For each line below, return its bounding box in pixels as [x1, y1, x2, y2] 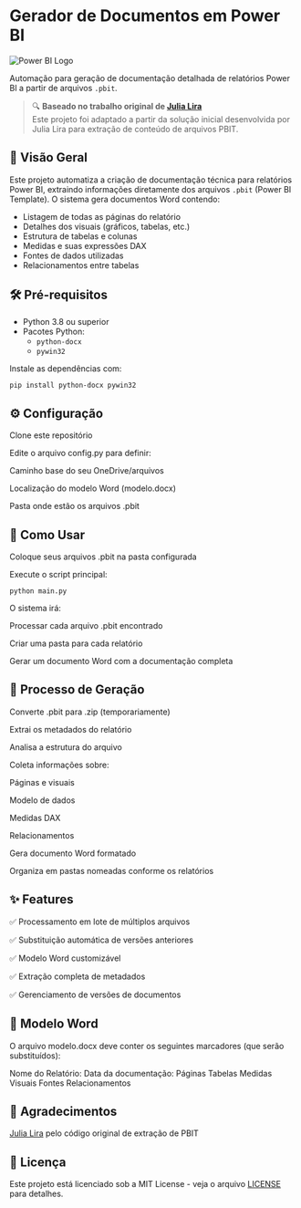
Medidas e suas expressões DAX [22, 240, 148, 251]
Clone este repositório [9, 430, 93, 441]
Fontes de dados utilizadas [22, 250, 124, 261]
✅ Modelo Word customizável [9, 953, 121, 963]
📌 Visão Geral [9, 150, 88, 165]
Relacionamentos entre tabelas [22, 259, 140, 270]
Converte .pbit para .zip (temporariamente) [9, 706, 171, 717]
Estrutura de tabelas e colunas [22, 230, 138, 242]
